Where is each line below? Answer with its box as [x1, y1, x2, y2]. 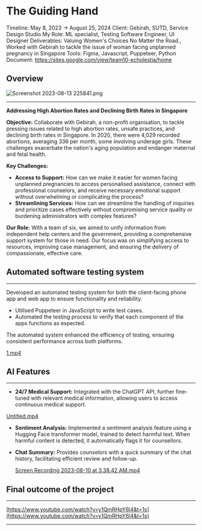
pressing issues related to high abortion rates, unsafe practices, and [6, 125, 176, 132]
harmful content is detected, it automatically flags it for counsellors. [14, 437, 183, 444]
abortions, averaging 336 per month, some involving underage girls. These [6, 137, 192, 145]
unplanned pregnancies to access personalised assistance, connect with [14, 180, 195, 187]
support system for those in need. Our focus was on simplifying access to [6, 237, 189, 244]
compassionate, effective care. [6, 249, 83, 256]
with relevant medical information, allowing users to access [31, 394, 178, 402]
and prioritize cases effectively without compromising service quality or [14, 206, 193, 213]
